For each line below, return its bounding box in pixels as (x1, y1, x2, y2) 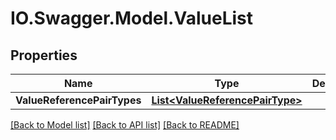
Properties (10, 47, 78, 64)
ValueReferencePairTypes (15, 93, 142, 107)
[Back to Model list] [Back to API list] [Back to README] (10, 119, 240, 131)
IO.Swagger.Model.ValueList (10, 7, 254, 30)
